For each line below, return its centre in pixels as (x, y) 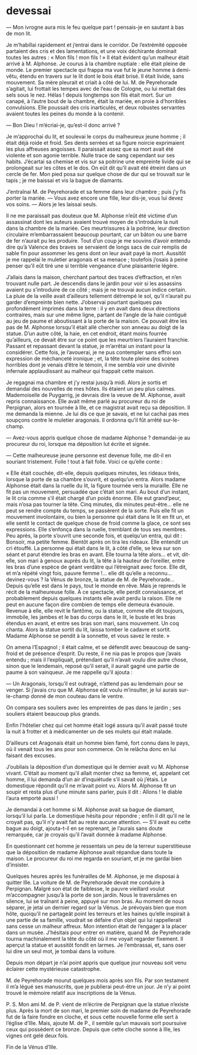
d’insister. (18, 865)
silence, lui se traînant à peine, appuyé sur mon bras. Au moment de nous (95, 901)
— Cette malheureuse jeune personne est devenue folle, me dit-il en (89, 455)
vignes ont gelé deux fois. (37, 1036)
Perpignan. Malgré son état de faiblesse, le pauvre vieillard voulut (86, 888)
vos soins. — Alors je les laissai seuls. (52, 204)
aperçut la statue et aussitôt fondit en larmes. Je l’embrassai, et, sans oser (96, 945)
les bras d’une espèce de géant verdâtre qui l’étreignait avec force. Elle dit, (96, 567)
